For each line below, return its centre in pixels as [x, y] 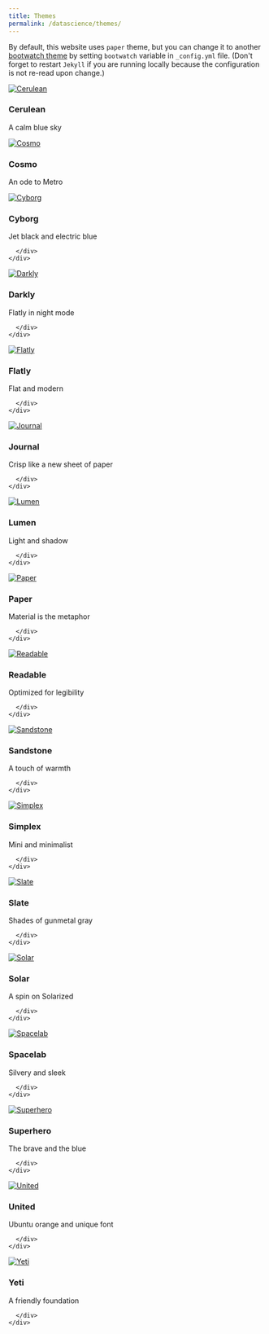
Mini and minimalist [41, 845]
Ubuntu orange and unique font [61, 1224]
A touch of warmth [40, 768]
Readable [28, 674]
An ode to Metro [36, 182]
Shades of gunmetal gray [51, 920]
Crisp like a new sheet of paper [61, 464]
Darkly [22, 295]
